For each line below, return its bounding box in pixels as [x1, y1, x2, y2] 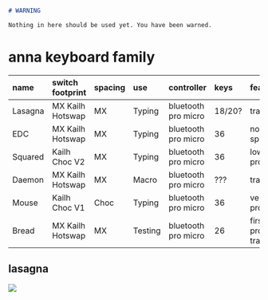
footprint [51, 87, 87, 98]
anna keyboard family [8, 48, 156, 66]
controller [168, 81, 207, 93]
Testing [132, 225, 161, 236]
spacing [94, 81, 126, 93]
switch [51, 77, 78, 88]
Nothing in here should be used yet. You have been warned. [8, 21, 213, 29]
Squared [12, 151, 45, 162]
